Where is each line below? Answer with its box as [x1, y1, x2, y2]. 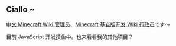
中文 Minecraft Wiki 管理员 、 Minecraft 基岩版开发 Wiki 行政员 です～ [6, 20, 170, 28]
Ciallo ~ [6, 5, 35, 15]
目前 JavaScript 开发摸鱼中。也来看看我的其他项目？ [6, 33, 134, 40]
